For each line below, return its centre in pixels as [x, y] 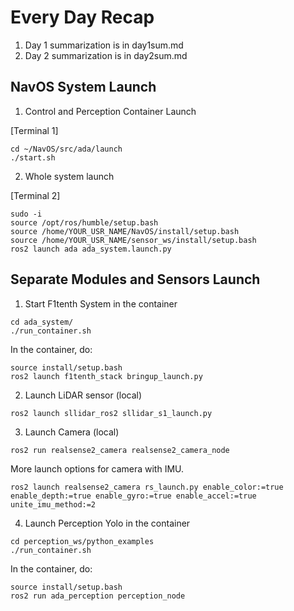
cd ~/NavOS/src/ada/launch [66, 149]
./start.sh [33, 157]
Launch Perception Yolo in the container [107, 523]
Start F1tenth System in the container [101, 303]
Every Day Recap [82, 17]
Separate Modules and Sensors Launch [135, 279]
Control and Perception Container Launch [110, 111]
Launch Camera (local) [72, 432]
